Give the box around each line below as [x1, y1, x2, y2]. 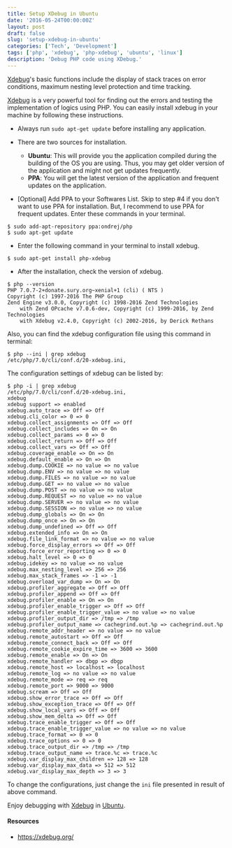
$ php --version [7, 280, 55, 287]
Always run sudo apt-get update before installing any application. [17, 124, 206, 133]
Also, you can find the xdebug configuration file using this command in [7, 329, 211, 338]
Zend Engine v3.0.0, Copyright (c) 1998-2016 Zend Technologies [7, 299, 198, 306]
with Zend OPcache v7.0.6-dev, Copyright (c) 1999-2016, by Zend [20, 305, 215, 312]
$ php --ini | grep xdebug [7, 350, 86, 357]
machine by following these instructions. [7, 110, 124, 119]
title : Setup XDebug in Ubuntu [7, 10, 99, 17]
